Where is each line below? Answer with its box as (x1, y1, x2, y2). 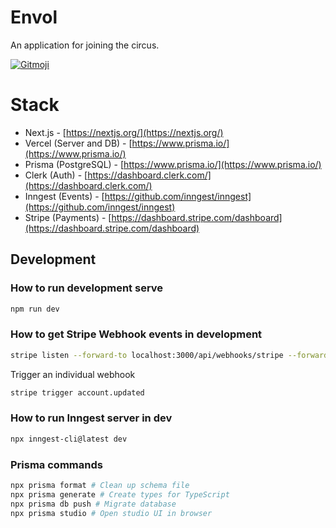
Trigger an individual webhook (10, 368, 136, 380)
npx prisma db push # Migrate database (10, 499, 177, 509)
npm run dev (10, 304, 60, 314)
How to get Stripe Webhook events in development (10, 327, 263, 341)
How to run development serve (10, 281, 164, 295)
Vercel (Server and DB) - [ (24, 137, 133, 149)
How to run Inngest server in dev (10, 411, 173, 425)
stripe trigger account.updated (10, 387, 145, 398)
